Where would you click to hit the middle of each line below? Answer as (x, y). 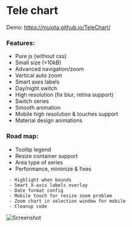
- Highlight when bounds (40, 180)
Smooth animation (38, 108)
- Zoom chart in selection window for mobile (67, 201)
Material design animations (49, 120)
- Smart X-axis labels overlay (48, 185)
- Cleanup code (28, 206)
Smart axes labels (37, 82)
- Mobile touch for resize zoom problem (61, 196)
